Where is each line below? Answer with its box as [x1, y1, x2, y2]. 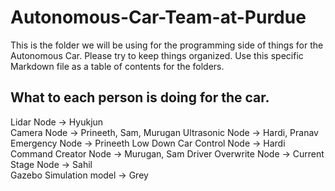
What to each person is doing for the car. [10, 89, 270, 106]
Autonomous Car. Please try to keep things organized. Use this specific [10, 49, 304, 61]
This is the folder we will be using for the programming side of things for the [10, 39, 324, 51]
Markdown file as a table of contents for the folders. [10, 60, 225, 72]
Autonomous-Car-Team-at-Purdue [10, 6, 307, 29]
